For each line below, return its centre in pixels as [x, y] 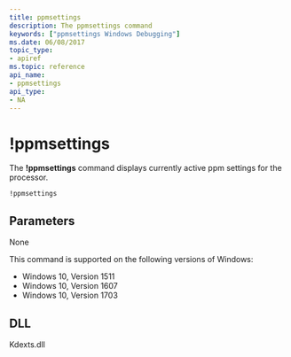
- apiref [25, 58]
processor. [29, 177]
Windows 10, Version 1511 [68, 276]
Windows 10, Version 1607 [70, 286]
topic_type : [31, 50]
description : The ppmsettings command [81, 26]
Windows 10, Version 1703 [70, 295]
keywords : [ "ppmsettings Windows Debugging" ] [94, 34]
